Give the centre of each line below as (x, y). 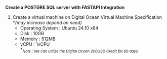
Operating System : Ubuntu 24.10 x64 (59, 28)
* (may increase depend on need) (47, 23)
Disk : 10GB (32, 33)
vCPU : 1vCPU (35, 44)
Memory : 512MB (38, 39)
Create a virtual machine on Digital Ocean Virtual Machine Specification (87, 17)
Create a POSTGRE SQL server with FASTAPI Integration (65, 7)
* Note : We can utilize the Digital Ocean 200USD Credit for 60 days (79, 50)
